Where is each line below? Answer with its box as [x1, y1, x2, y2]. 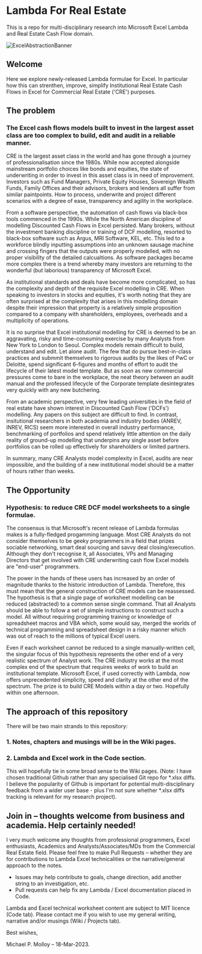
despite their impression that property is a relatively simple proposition [6, 304, 182, 312]
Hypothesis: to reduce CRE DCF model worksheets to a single [6, 503, 190, 511]
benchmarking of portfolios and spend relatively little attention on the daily [6, 430, 191, 438]
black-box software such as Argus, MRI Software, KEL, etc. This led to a [6, 235, 185, 242]
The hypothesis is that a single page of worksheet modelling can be [6, 594, 175, 601]
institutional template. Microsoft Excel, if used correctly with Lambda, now [6, 670, 191, 677]
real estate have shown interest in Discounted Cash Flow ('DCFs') [6, 405, 169, 412]
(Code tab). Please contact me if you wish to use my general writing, [6, 911, 177, 918]
